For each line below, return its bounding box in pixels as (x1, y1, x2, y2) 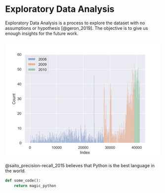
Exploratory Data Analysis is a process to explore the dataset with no (5, 20, 145, 26)
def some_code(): (5, 178, 41, 183)
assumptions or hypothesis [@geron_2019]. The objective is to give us (5, 25, 148, 31)
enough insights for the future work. (5, 30, 79, 36)
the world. (5, 168, 26, 174)
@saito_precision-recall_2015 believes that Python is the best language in (5, 162, 155, 168)
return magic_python (14, 183, 56, 188)
